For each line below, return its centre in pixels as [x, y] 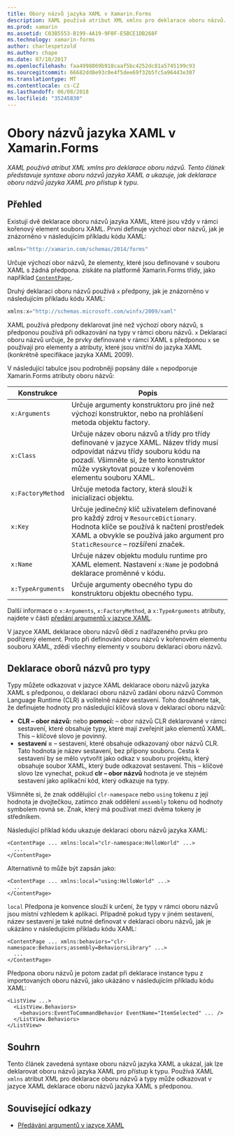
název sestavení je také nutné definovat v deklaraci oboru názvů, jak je [109, 921]
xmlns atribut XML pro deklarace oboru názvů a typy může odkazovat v [109, 1079]
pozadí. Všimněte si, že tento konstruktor [138, 460]
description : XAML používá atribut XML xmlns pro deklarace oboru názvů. [117, 20]
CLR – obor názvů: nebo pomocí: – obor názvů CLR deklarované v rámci [122, 721]
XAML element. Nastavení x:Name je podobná [145, 564]
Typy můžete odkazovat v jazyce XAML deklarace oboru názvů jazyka [108, 685]
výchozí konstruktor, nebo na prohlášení [137, 413]
